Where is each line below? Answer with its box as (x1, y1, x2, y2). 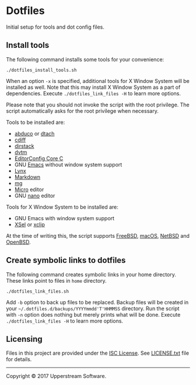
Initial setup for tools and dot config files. (6, 23, 105, 30)
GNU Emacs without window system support (14, 161, 123, 168)
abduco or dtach (14, 130, 55, 137)
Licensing (6, 334, 43, 344)
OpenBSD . (6, 238, 31, 245)
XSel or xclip (14, 221, 45, 228)
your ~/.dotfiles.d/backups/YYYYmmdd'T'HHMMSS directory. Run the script (6, 305, 180, 312)
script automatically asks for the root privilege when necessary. (6, 107, 159, 115)
